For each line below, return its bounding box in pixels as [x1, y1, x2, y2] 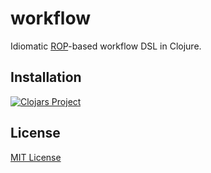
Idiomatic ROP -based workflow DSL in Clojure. [10, 40, 202, 52]
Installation [10, 69, 82, 86]
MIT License [10, 151, 62, 163]
